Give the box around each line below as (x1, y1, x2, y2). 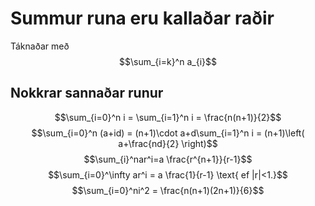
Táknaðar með (10, 40, 70, 52)
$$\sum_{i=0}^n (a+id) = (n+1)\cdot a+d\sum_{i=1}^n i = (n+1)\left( (31, 127, 305, 139)
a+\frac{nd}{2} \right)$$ (118, 137, 218, 149)
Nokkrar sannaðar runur (10, 85, 164, 102)
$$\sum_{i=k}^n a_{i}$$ (119, 55, 217, 67)
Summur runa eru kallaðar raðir (10, 7, 275, 30)
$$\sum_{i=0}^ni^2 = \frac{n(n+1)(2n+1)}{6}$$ (71, 184, 265, 196)
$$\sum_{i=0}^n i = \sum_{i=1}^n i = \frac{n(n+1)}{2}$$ (54, 111, 282, 123)
